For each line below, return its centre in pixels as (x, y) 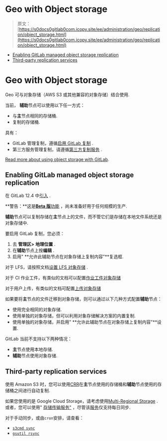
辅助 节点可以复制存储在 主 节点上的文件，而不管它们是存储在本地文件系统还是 (83, 217)
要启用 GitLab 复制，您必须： (35, 233)
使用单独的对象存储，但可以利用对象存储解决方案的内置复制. (74, 315)
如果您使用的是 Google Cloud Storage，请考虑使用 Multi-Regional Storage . (82, 401)
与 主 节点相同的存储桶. (35, 116)
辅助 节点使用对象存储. (35, 355)
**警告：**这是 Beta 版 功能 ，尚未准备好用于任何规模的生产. (66, 206)
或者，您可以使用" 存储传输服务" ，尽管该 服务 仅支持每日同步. (68, 407)
